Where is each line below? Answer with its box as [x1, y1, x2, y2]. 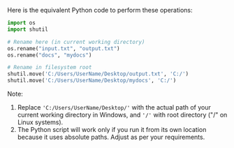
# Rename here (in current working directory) [7, 38, 145, 45]
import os [7, 20, 36, 27]
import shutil [7, 26, 49, 33]
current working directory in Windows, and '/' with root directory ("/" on [17, 111, 228, 119]
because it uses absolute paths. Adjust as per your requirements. [17, 133, 205, 141]
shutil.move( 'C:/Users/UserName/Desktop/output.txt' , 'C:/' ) [7, 71, 189, 77]
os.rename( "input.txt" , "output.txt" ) [7, 45, 120, 52]
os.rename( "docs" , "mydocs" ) [7, 52, 92, 59]
